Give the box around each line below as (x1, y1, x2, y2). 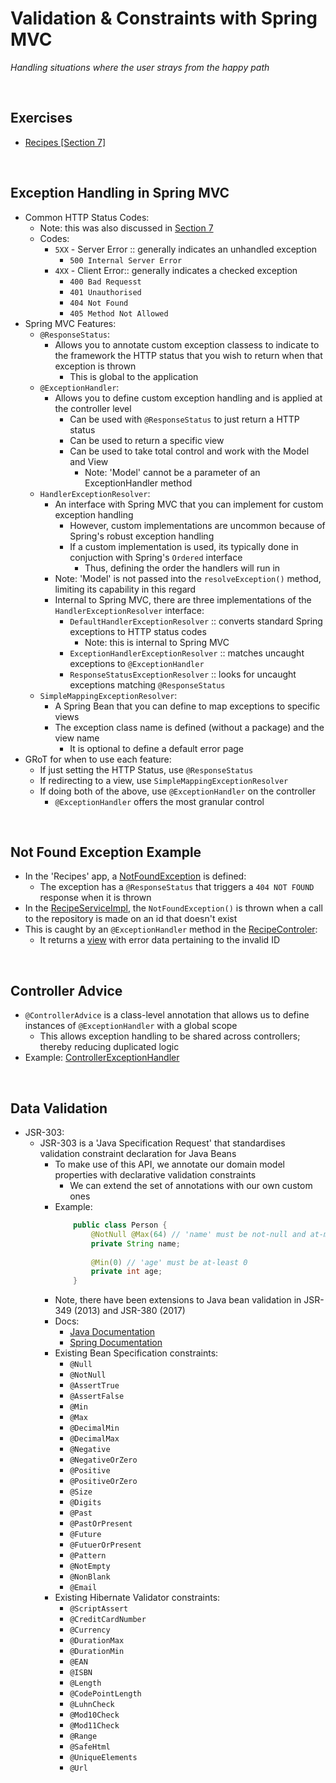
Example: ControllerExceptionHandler (24, 1052, 180, 1064)
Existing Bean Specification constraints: (54, 1347, 219, 1359)
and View (69, 455, 109, 467)
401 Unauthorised (69, 287, 142, 297)
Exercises (10, 110, 73, 127)
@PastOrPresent (69, 1519, 133, 1529)
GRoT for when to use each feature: (24, 753, 172, 765)
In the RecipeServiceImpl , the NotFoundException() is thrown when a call (24, 902, 323, 914)
